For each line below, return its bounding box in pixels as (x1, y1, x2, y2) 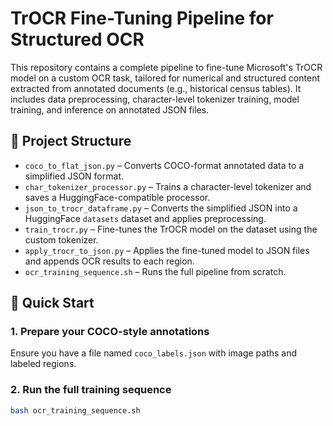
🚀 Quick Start (10, 295, 95, 312)
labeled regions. (10, 358, 77, 370)
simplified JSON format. (24, 170, 124, 182)
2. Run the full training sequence (10, 383, 172, 397)
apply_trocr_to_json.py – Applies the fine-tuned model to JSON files (24, 244, 310, 256)
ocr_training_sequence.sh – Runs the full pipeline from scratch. (24, 265, 287, 277)
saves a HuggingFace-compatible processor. (24, 191, 211, 203)
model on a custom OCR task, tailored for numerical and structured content (10, 72, 320, 84)
